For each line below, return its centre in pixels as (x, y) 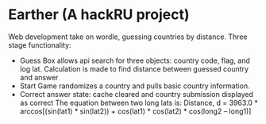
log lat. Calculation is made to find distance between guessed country (134, 68)
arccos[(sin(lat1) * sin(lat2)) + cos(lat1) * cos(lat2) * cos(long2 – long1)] (135, 111)
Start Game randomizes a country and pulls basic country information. (135, 86)
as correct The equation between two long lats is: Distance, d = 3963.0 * (139, 103)
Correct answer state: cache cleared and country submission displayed (137, 94)
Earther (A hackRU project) (99, 15)
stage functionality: (40, 45)
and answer (39, 77)
